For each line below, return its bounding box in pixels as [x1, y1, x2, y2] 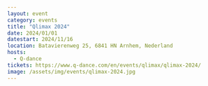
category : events [7, 17, 58, 24]
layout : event [7, 10, 49, 17]
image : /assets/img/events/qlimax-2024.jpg [7, 68, 136, 75]
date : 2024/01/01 [7, 29, 58, 37]
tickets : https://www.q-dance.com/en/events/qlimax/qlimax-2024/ [7, 62, 201, 69]
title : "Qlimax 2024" [7, 23, 70, 30]
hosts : [7, 49, 27, 56]
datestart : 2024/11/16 [7, 36, 73, 43]
